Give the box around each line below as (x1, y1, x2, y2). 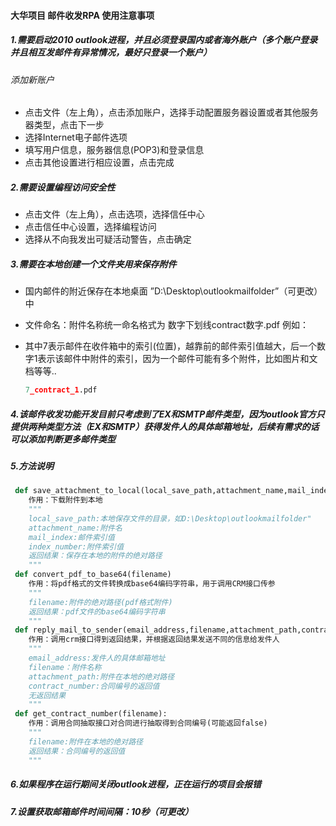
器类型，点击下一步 (24, 119, 105, 131)
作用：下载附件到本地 (28, 495, 103, 505)
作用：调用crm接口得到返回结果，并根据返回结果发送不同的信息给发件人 (28, 635, 280, 645)
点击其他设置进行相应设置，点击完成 (24, 156, 175, 169)
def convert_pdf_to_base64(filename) (14, 570, 172, 580)
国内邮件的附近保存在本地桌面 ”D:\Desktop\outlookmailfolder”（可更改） (24, 285, 323, 297)
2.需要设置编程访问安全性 (10, 181, 116, 193)
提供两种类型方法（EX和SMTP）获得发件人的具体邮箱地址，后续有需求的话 (10, 420, 320, 432)
